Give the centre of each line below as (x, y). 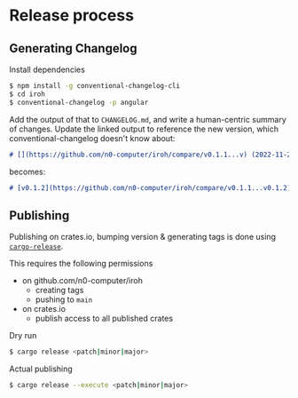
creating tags (59, 291)
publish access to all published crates (104, 318)
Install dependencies (47, 69)
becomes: (27, 171)
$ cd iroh (27, 94)
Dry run (23, 336)
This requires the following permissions (81, 264)
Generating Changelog (73, 48)
